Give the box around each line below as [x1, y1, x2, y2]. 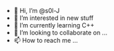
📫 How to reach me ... [13, 37, 78, 44]
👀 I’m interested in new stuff [13, 14, 94, 22]
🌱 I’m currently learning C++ [13, 21, 95, 29]
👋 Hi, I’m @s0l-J [13, 7, 60, 14]
